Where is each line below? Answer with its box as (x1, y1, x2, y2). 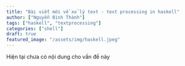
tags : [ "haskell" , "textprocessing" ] (6, 20, 102, 26)
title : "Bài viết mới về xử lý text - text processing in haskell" (6, 8, 180, 15)
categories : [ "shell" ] (6, 25, 63, 32)
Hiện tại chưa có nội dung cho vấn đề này (6, 53, 110, 60)
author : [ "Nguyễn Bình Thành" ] (6, 14, 85, 20)
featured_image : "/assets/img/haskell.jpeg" (6, 37, 120, 43)
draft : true (6, 31, 36, 37)
